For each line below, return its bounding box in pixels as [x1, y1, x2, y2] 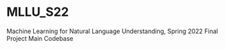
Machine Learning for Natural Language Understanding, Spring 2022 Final [6, 27, 219, 35]
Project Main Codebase [6, 34, 74, 42]
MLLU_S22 [6, 4, 69, 20]
